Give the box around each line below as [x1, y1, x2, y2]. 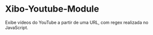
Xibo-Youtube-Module [5, 3, 100, 15]
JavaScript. [5, 24, 29, 30]
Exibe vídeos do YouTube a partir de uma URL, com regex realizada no [5, 19, 149, 25]
